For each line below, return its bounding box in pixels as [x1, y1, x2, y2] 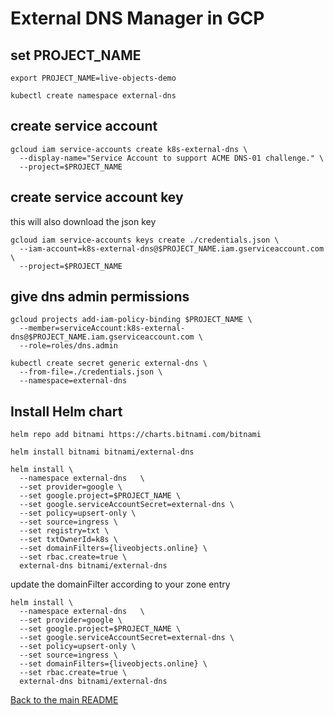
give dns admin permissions [10, 288, 190, 306]
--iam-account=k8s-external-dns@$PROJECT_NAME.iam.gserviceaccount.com [19, 243, 325, 254]
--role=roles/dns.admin [19, 341, 118, 351]
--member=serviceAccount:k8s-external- [19, 323, 186, 334]
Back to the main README [10, 694, 119, 706]
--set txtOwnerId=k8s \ [19, 535, 118, 545]
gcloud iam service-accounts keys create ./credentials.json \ [10, 235, 280, 245]
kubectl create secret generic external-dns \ [10, 358, 208, 369]
